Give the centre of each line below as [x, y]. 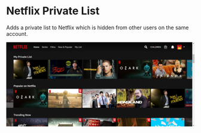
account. [17, 33]
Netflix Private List [53, 11]
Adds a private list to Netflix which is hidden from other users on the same [98, 27]
